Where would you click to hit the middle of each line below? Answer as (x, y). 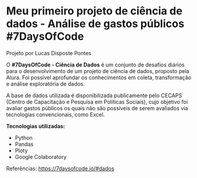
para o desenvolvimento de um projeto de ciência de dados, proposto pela (98, 71)
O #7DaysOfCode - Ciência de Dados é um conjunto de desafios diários (96, 65)
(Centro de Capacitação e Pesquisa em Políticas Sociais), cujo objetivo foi (97, 102)
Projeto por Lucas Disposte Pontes (49, 53)
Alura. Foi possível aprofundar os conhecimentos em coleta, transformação (99, 77)
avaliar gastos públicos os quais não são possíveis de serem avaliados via (97, 108)
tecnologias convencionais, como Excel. (56, 114)
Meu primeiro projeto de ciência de (94, 11)
